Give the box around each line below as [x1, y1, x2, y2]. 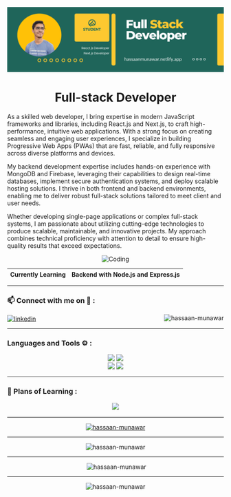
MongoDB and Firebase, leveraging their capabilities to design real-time [7, 170, 211, 178]
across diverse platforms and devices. [7, 149, 115, 158]
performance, [7, 127, 46, 136]
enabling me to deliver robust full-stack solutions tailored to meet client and [7, 192, 221, 200]
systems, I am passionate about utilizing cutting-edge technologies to [7, 220, 205, 228]
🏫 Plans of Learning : [7, 387, 78, 396]
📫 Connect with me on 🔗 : [7, 295, 96, 305]
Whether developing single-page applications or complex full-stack [7, 213, 198, 221]
